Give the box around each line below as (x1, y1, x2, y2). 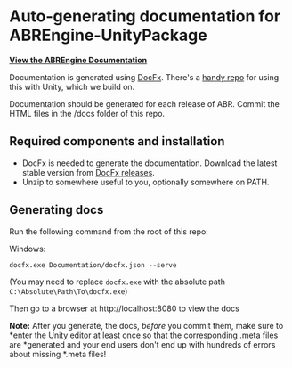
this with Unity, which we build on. (9, 81, 135, 92)
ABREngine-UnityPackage (9, 25, 207, 45)
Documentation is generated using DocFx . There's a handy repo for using (9, 71, 280, 82)
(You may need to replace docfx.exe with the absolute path (9, 276, 225, 287)
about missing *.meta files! (9, 348, 107, 359)
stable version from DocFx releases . (21, 167, 156, 177)
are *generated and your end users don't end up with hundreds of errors (9, 339, 276, 349)
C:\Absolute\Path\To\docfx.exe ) (9, 285, 128, 296)
